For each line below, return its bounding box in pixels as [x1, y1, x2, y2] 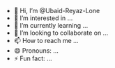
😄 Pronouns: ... [13, 46, 59, 55]
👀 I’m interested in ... [13, 14, 73, 22]
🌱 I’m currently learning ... [13, 22, 89, 29]
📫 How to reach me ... [13, 37, 79, 44]
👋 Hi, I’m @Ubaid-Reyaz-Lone [13, 7, 100, 15]
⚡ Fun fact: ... [13, 54, 52, 62]
